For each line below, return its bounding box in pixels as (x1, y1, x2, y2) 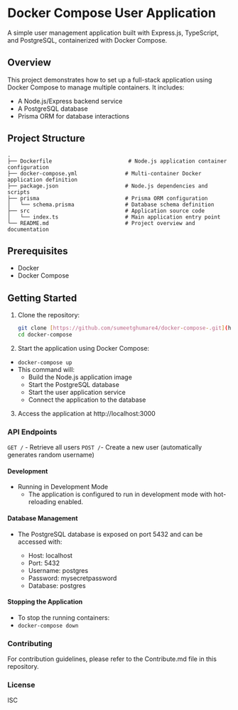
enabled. (58, 498, 84, 506)
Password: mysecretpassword (28, 574, 117, 582)
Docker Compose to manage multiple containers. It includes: (7, 83, 185, 92)
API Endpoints (7, 427, 58, 437)
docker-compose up (17, 359, 72, 366)
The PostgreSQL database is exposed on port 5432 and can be (17, 530, 203, 538)
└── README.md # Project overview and (7, 219, 195, 226)
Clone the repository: (17, 311, 80, 319)
